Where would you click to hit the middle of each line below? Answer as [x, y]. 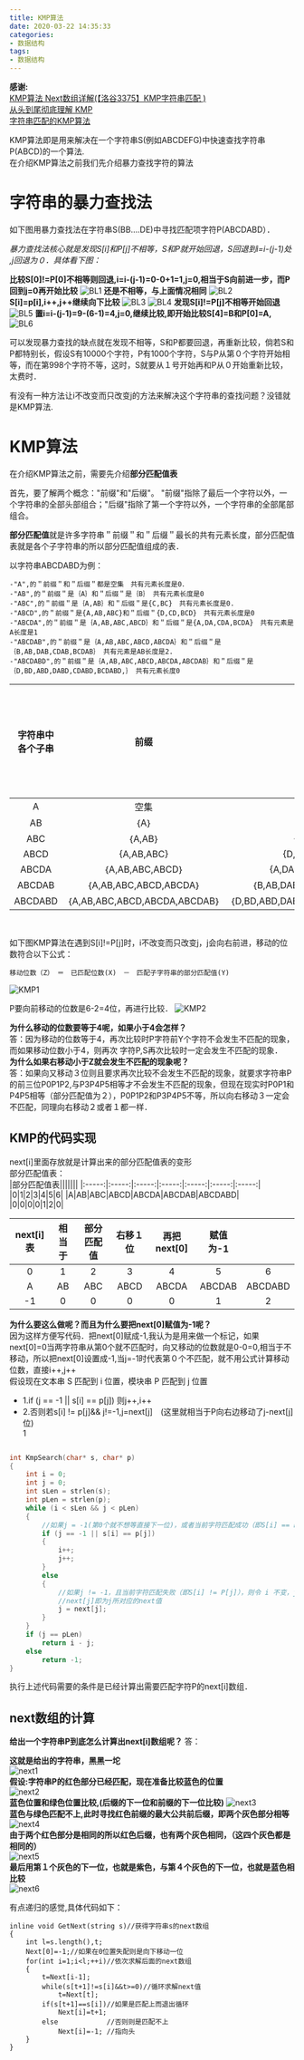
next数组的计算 [52, 1718]
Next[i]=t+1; [82, 2013]
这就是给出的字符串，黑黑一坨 [65, 1761]
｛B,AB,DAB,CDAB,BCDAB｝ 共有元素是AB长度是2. [91, 652]
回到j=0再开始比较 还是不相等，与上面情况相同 [108, 290]
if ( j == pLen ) [54, 1635]
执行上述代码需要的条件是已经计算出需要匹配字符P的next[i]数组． [131, 1687]
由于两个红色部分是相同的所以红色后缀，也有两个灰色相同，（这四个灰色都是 [150, 1835]
